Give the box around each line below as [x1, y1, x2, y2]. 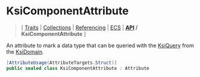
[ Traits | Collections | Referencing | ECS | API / [20, 24, 138, 31]
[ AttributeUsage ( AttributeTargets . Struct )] [6, 60, 117, 66]
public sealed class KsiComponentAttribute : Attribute [6, 65, 149, 71]
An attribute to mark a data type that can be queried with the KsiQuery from [6, 42, 194, 49]
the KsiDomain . [6, 48, 44, 55]
